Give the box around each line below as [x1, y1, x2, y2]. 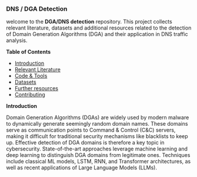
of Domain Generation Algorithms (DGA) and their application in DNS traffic [6, 31, 188, 38]
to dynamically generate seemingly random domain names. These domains [6, 120, 188, 127]
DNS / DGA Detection [6, 5, 68, 13]
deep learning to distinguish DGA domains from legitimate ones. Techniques [6, 152, 191, 159]
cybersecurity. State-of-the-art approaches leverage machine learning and [6, 145, 188, 152]
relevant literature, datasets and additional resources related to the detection [6, 24, 192, 31]
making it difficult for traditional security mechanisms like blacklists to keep [6, 133, 188, 140]
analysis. [6, 37, 28, 44]
